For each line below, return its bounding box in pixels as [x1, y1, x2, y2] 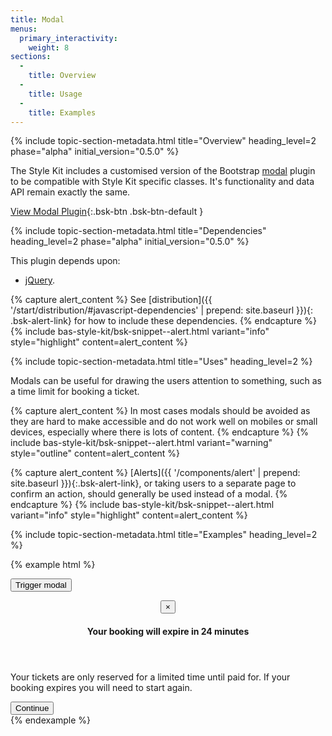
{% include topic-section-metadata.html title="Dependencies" [10, 225, 267, 237]
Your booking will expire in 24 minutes [86, 625, 250, 637]
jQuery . [24, 274, 56, 286]
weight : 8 [28, 42, 70, 53]
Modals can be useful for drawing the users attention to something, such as [10, 375, 322, 387]
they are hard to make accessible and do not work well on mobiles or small [10, 416, 318, 428]
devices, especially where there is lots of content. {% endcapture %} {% [10, 426, 310, 438]
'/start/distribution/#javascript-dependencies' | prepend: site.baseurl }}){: [10, 304, 314, 316]
